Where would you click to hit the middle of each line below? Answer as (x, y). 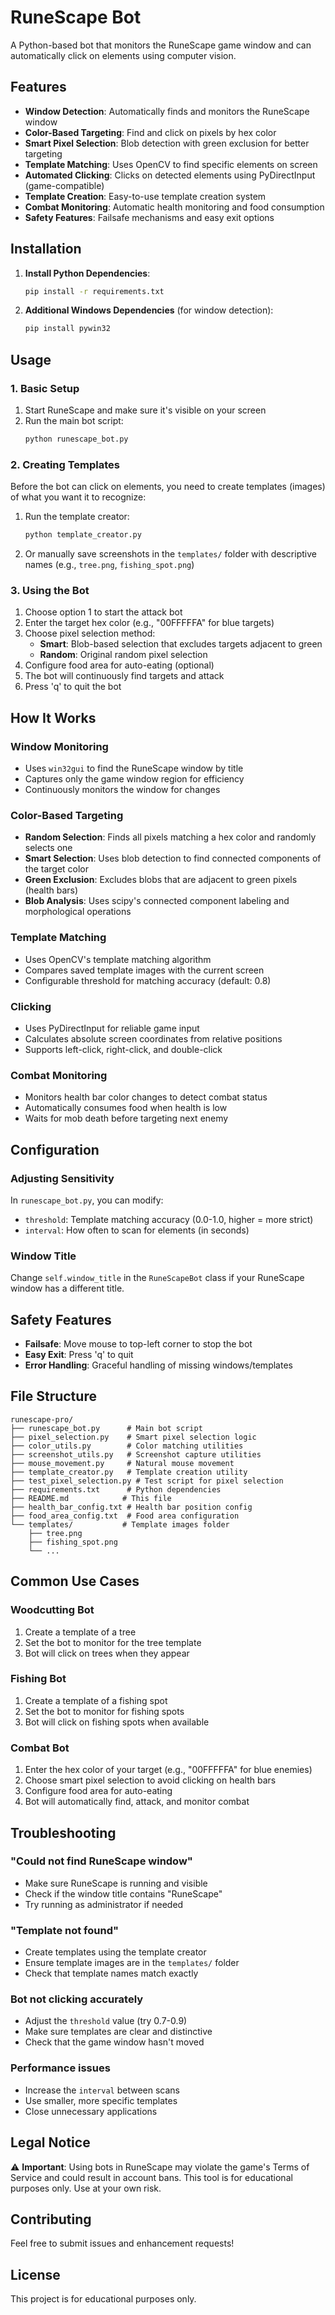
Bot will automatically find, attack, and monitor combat (137, 1802)
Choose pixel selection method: (90, 633)
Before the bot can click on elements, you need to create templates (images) (168, 487)
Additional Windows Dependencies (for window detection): (149, 310)
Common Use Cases (75, 1581)
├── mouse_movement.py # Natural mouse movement (122, 1463)
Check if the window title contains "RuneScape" (123, 1893)
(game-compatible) (64, 185)
